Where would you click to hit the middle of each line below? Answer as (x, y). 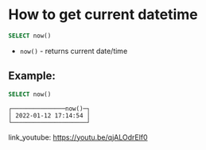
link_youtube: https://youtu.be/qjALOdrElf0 (78, 137)
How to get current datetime (103, 15)
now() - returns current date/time (74, 51)
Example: (32, 76)
